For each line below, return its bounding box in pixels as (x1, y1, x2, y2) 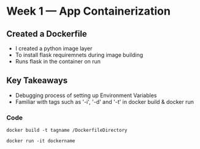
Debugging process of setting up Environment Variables (15, 92, 157, 99)
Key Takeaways (6, 75, 68, 86)
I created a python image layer (15, 45, 93, 52)
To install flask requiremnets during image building (15, 51, 144, 59)
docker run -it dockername (6, 138, 75, 144)
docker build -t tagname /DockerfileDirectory (6, 127, 128, 134)
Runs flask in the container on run (15, 58, 101, 65)
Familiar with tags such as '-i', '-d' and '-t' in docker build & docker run (15, 98, 194, 105)
